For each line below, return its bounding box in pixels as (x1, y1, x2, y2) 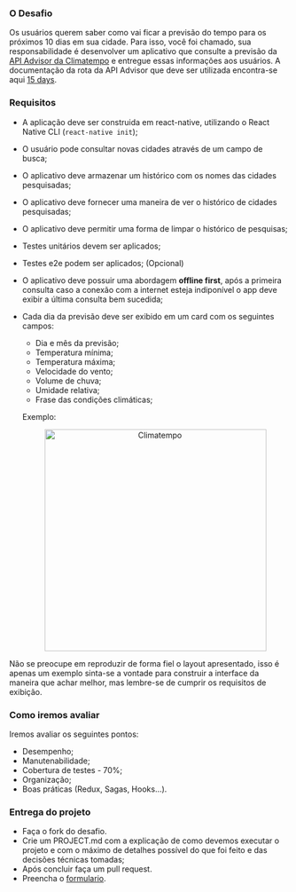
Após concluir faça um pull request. (21, 864, 152, 874)
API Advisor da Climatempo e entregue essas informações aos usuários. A (9, 56, 281, 67)
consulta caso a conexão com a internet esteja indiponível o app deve (21, 284, 277, 295)
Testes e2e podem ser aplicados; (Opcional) (21, 257, 184, 268)
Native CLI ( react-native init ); (21, 126, 138, 137)
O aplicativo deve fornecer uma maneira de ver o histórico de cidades (21, 196, 277, 207)
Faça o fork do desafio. (21, 826, 108, 837)
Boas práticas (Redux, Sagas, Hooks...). (21, 784, 167, 794)
